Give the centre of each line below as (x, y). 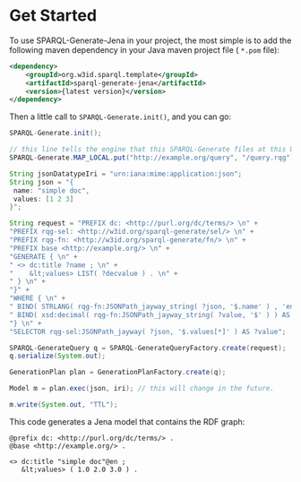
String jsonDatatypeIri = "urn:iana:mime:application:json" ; (126, 174)
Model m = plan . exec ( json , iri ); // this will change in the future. (142, 389)
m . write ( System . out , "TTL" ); (64, 405)
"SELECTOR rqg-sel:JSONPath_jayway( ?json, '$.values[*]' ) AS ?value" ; (148, 331)
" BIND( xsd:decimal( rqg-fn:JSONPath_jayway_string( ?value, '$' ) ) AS (150, 314)
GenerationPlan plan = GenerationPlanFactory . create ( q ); (118, 373)
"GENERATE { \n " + (43, 256)
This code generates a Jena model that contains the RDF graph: (127, 421)
